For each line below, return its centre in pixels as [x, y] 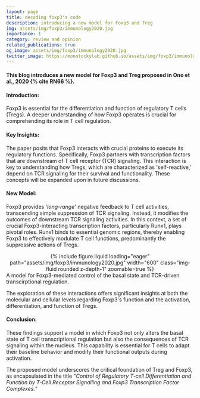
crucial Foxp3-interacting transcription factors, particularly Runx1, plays [94, 226]
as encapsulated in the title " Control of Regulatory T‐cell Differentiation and [99, 376]
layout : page [22, 12]
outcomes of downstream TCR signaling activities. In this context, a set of [96, 219]
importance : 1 [24, 34]
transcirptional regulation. [38, 282]
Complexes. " [22, 389]
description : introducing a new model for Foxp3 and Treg [79, 23]
